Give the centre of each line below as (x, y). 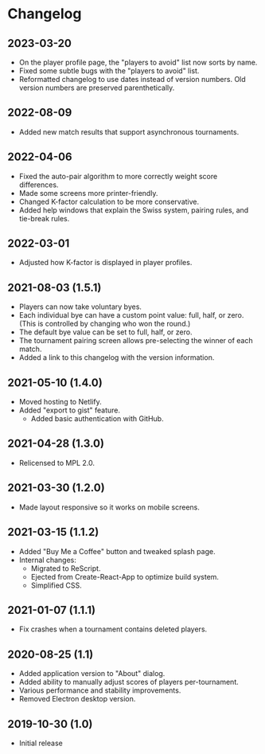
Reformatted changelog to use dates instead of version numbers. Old (132, 79)
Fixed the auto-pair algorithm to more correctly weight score (118, 176)
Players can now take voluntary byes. (80, 307)
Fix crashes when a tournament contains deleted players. (113, 629)
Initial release (41, 743)
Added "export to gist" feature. (70, 410)
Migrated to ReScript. (66, 568)
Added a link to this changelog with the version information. (117, 357)
